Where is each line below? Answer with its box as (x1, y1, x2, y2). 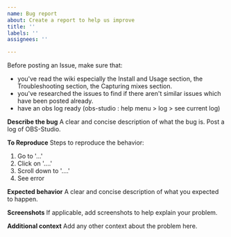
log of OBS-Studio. (7, 125, 61, 133)
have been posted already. (17, 97, 94, 105)
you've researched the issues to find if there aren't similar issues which (17, 90, 221, 98)
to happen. (7, 195, 38, 204)
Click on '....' (17, 159, 53, 167)
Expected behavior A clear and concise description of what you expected (7, 188, 219, 196)
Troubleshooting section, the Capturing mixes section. (17, 82, 173, 90)
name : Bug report (7, 10, 58, 17)
